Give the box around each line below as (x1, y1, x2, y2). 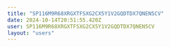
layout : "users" (7, 29, 55, 37)
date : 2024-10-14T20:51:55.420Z (7, 17, 101, 23)
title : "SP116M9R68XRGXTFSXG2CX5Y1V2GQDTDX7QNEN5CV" (7, 10, 164, 17)
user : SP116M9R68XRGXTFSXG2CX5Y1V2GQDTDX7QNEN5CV (7, 23, 155, 30)
